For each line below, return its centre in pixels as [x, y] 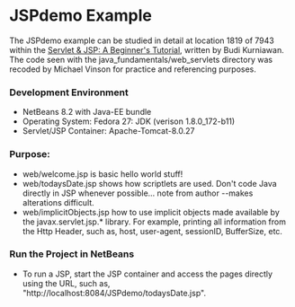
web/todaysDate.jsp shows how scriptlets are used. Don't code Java [149, 183]
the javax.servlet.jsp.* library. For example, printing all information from [154, 222]
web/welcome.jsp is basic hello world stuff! [103, 174]
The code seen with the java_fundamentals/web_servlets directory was [141, 59]
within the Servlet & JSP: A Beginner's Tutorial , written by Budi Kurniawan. [147, 49]
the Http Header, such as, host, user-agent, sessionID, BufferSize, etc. [152, 231]
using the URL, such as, [66, 283]
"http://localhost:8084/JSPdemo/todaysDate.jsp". [114, 293]
